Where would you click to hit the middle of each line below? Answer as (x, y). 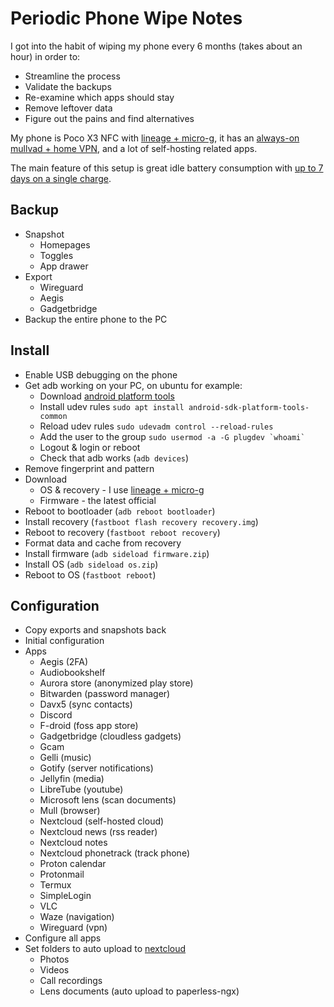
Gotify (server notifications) (96, 768)
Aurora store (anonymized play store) (116, 683)
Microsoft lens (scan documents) (108, 800)
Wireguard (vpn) (73, 928)
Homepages (65, 244)
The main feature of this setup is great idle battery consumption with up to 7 (167, 168)
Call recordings (71, 981)
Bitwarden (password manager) (105, 694)
